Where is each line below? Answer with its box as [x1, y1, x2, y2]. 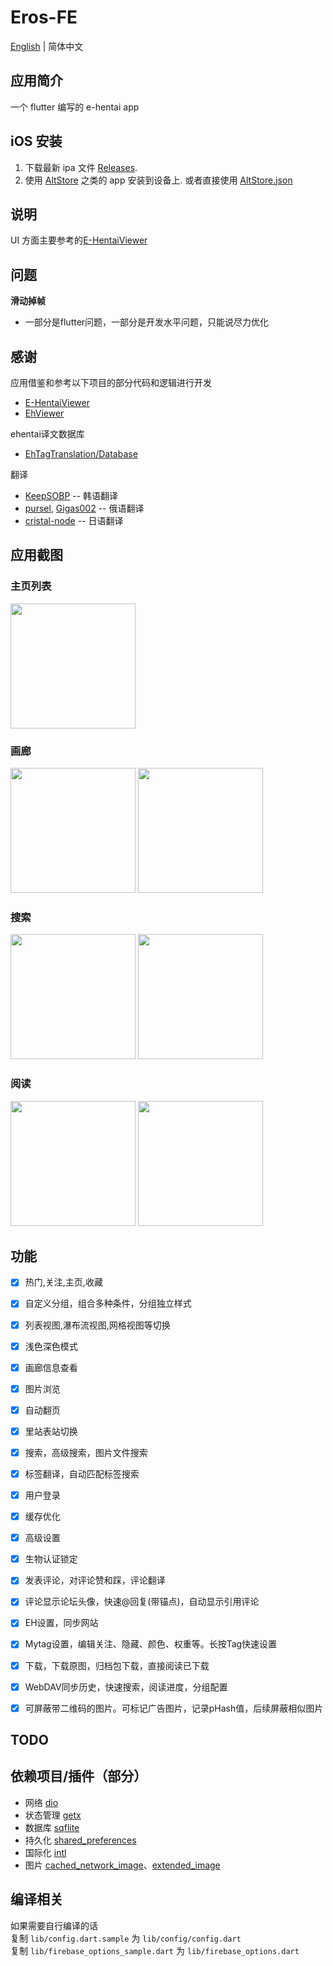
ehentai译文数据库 [10, 428, 85, 440]
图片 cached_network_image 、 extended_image [24, 1859, 221, 1871]
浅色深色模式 [24, 1340, 78, 1352]
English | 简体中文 [10, 40, 84, 52]
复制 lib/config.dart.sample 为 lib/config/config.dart [10, 1932, 242, 1944]
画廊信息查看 [24, 1361, 78, 1373]
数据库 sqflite [24, 1821, 80, 1833]
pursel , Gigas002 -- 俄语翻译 [24, 502, 145, 514]
